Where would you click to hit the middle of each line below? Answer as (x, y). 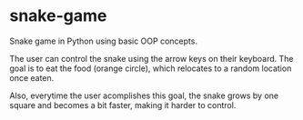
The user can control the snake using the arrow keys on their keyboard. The (151, 58)
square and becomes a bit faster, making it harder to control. (123, 105)
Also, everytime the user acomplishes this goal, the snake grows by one (144, 95)
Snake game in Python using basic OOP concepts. (104, 41)
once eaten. (32, 77)
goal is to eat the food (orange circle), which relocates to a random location (151, 68)
